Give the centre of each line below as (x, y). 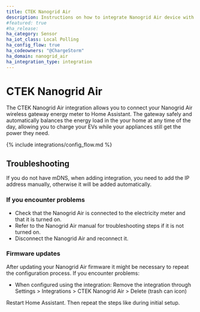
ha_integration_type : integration (49, 62)
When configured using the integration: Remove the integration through (103, 285)
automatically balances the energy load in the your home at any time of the (99, 121)
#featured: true (26, 23)
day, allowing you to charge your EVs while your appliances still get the (94, 127)
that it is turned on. (38, 219)
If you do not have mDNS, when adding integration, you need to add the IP (98, 178)
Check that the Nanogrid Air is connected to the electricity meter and (100, 213)
